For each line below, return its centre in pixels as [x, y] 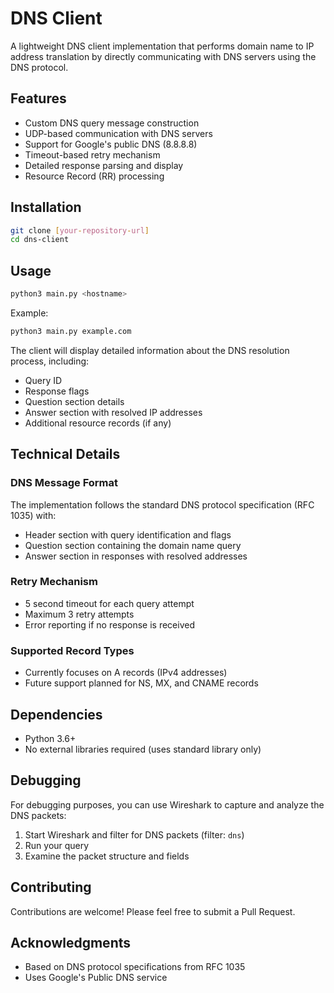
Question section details [74, 401]
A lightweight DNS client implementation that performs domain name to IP [162, 46]
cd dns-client [40, 240]
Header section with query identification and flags [128, 534]
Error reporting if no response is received [109, 624]
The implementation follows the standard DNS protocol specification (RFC [162, 504]
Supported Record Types [72, 650]
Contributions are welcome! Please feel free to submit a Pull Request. [153, 911]
